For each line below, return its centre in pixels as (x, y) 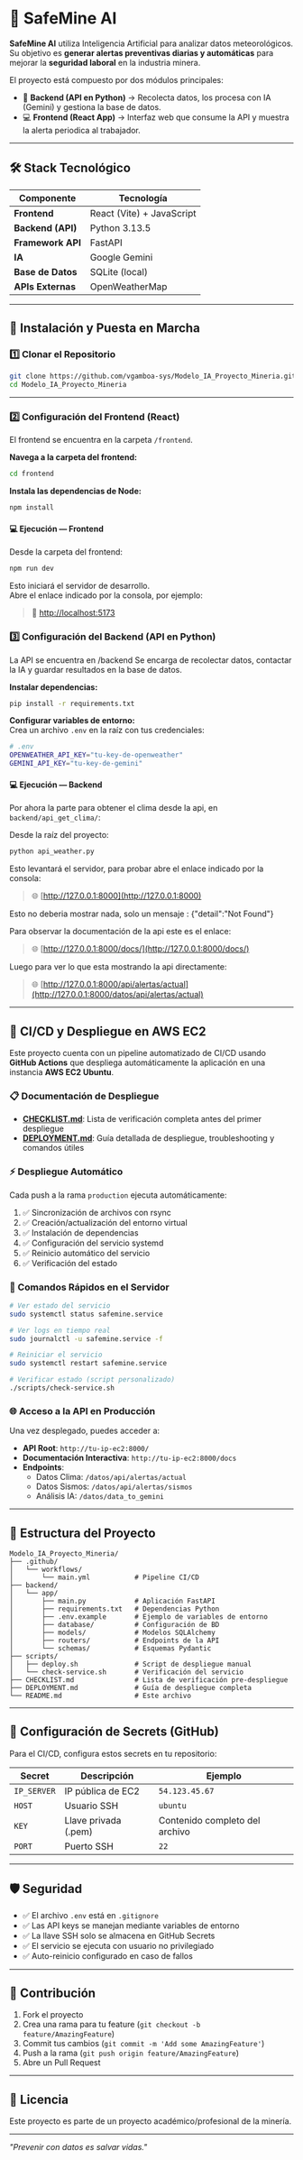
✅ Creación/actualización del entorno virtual (105, 1222)
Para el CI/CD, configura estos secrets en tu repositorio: (113, 1753)
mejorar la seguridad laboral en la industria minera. (105, 62)
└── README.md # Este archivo (101, 1696)
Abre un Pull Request (61, 2063)
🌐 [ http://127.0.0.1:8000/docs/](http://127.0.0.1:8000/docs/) (140, 949)
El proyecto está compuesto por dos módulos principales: (116, 79)
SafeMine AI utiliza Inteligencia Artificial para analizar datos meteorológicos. (151, 43)
